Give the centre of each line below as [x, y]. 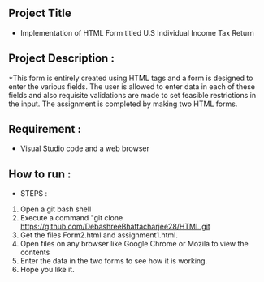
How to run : [40, 174]
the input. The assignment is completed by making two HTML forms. [123, 104]
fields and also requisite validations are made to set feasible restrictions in [132, 95]
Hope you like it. [47, 270]
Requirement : [45, 129]
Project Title [40, 13]
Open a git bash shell [56, 209]
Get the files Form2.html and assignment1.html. [99, 235]
